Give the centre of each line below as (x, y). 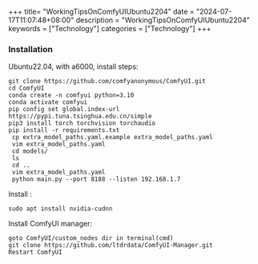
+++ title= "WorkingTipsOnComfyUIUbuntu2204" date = (101, 12)
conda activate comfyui (48, 102)
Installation (31, 49)
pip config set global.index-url (64, 110)
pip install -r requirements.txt (64, 130)
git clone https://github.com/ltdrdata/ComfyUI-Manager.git (111, 246)
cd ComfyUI (26, 88)
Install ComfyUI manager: (50, 224)
